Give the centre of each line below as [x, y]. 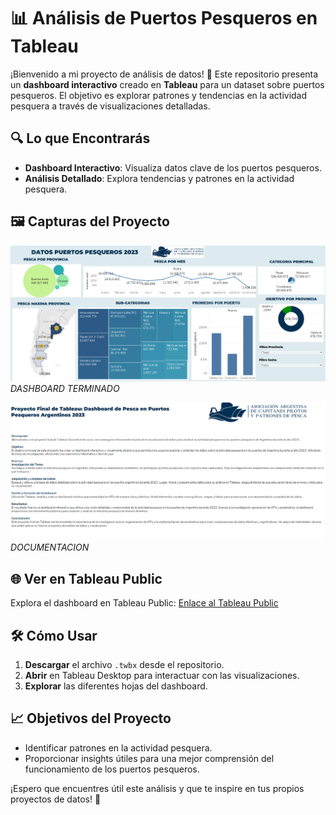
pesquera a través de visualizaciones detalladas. [110, 106]
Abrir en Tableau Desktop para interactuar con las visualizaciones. [162, 675]
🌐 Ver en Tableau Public [86, 578]
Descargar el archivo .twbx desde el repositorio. [124, 664]
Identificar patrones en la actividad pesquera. [118, 747]
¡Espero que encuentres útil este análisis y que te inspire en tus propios [157, 788]
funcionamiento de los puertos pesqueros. [112, 769]
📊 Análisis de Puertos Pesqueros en [164, 18]
